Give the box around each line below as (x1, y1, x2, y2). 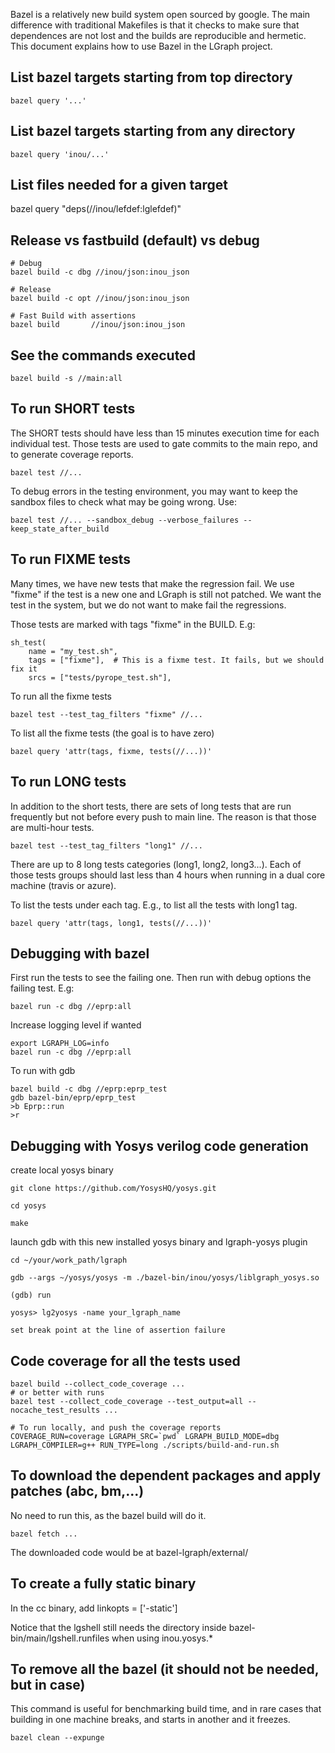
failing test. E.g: (10, 982, 75, 994)
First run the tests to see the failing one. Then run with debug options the (10, 972, 312, 984)
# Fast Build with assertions (10, 311, 137, 321)
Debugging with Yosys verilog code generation (10, 1137, 309, 1154)
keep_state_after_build (10, 524, 110, 534)
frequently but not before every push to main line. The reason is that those (10, 810, 317, 823)
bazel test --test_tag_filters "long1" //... (10, 840, 203, 851)
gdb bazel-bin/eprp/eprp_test (10, 1093, 137, 1103)
